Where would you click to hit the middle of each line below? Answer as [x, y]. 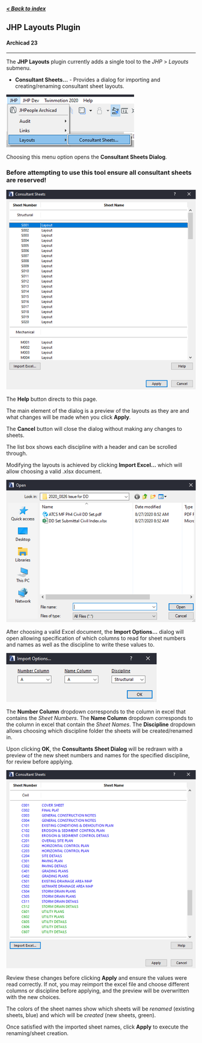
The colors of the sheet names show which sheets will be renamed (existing [100, 1009]
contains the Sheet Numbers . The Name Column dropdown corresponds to [100, 718]
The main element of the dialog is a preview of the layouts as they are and [98, 410]
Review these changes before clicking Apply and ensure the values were [97, 978]
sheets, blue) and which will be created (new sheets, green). [81, 1015]
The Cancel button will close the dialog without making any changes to [94, 428]
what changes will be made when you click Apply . [69, 417]
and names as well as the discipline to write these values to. [81, 645]
